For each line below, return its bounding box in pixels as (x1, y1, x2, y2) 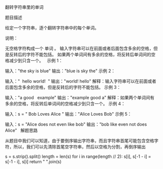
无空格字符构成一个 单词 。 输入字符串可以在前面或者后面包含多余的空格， (5, 46, 154, 51)
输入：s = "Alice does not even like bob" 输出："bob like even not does (5, 121, 147, 127)
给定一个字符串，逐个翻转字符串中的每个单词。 (5, 25, 99, 31)
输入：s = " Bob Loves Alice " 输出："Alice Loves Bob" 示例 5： (5, 111, 132, 117)
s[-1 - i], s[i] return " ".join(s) (5, 159, 62, 164)
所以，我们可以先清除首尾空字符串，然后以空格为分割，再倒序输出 (13, 144, 146, 150)
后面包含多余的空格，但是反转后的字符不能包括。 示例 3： (5, 84, 121, 90)
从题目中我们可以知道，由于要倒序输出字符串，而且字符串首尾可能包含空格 (5, 138, 154, 143)
